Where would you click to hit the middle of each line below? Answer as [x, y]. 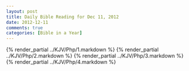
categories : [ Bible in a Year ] [44, 33]
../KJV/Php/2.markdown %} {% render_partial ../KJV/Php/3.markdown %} [95, 56]
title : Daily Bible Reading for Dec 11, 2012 [62, 17]
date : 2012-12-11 [27, 22]
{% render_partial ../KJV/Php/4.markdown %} [61, 62]
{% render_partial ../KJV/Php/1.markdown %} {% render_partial [83, 49]
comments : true [25, 28]
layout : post [22, 11]
